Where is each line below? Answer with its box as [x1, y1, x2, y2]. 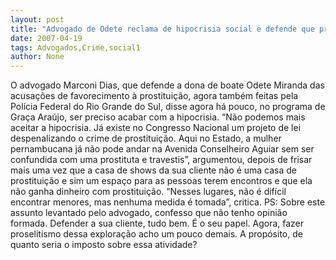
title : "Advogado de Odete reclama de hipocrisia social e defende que [10, 24, 315, 34]
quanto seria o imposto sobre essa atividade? [10, 239, 198, 251]
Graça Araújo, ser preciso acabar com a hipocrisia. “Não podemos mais [10, 111, 306, 123]
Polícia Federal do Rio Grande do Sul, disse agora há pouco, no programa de [10, 101, 326, 113]
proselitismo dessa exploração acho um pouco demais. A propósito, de [10, 228, 303, 240]
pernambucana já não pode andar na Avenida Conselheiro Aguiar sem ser [10, 143, 315, 155]
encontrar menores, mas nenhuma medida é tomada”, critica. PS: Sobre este [10, 196, 326, 208]
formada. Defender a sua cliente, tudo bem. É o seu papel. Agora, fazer [10, 217, 305, 230]
